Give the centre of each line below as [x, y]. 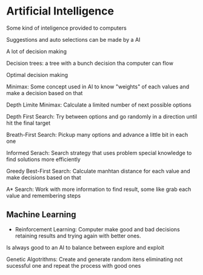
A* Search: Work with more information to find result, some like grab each [99, 189]
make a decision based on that [45, 93]
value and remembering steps [44, 196]
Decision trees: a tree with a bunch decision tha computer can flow [90, 63]
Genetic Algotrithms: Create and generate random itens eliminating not [95, 259]
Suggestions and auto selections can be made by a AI [73, 39]
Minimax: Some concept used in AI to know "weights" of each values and [98, 87]
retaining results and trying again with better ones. [78, 236]
